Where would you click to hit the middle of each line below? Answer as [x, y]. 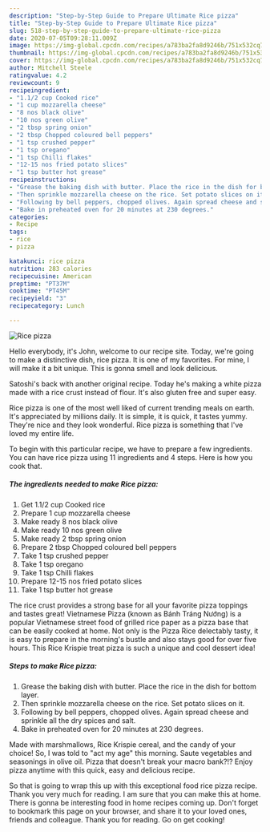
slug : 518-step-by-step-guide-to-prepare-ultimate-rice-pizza [115, 30]
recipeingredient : [40, 90]
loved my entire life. [42, 433]
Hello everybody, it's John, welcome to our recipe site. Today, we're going [132, 351]
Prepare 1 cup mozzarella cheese [75, 513]
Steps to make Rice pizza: [53, 666]
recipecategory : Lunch [47, 306]
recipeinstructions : [44, 180]
